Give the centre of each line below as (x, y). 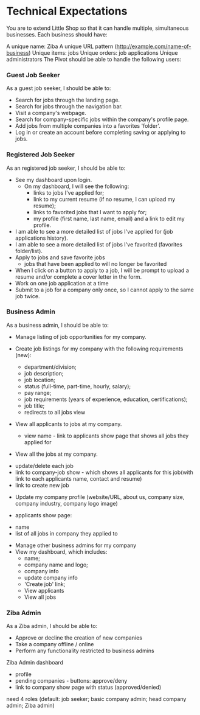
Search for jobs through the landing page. (67, 100)
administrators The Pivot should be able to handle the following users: (94, 59)
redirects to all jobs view (55, 412)
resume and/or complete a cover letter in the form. (78, 277)
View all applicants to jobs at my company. (68, 424)
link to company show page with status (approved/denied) (88, 687)
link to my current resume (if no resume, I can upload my (104, 199)
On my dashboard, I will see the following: (77, 186)
